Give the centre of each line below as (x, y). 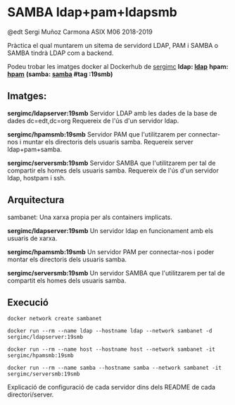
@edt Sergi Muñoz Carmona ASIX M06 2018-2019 (80, 32)
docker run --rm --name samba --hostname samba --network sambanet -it (114, 368)
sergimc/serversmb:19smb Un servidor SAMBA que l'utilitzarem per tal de (116, 273)
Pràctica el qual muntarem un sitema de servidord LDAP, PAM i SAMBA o (113, 45)
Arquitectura (36, 200)
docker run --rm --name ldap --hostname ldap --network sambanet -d (110, 331)
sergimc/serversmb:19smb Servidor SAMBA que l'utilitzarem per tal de (112, 163)
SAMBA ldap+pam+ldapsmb (92, 12)
